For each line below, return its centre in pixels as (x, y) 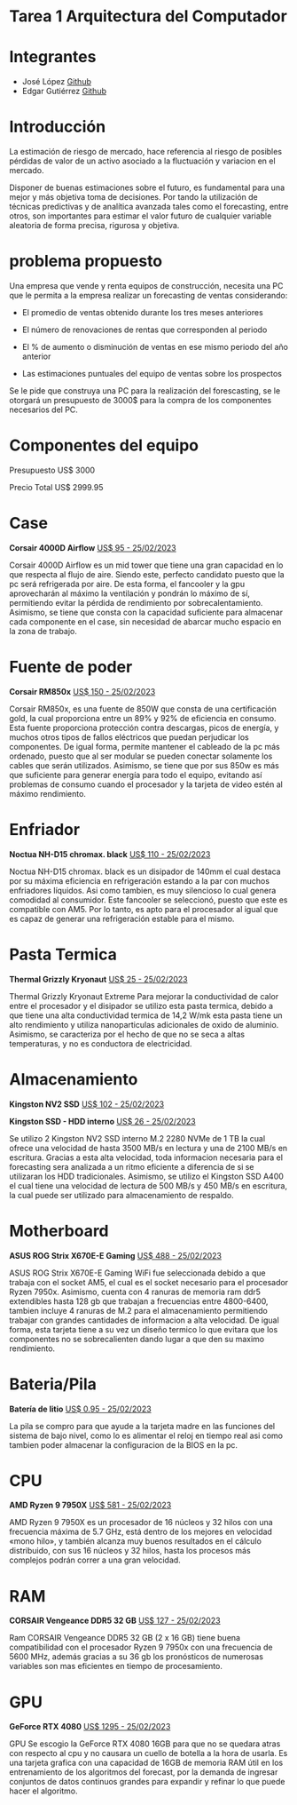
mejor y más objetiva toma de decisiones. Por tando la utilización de (134, 197)
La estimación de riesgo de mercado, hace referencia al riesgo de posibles (145, 152)
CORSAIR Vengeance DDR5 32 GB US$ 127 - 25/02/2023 (115, 1621)
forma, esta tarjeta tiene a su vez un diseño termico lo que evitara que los (144, 1329)
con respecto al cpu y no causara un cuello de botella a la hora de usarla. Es (148, 1753)
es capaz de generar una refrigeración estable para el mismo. (122, 918)
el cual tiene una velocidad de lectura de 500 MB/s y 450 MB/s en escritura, (148, 1185)
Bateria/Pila (53, 1384)
